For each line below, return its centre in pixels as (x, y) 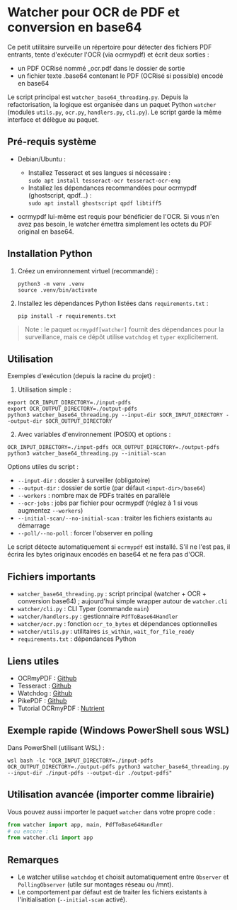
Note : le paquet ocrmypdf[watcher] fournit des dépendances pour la (124, 329)
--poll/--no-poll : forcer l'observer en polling (85, 533)
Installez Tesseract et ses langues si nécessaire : (99, 172)
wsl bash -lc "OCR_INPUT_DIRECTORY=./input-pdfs (80, 761)
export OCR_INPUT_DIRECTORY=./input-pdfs (69, 403)
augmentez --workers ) (50, 511)
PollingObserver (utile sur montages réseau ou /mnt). (96, 885)
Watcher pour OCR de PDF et (94, 12)
